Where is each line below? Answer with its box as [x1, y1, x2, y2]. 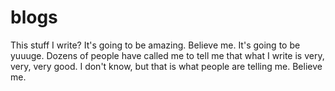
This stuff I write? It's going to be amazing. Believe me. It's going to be [10, 39, 301, 51]
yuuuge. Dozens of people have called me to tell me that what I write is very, [10, 49, 325, 61]
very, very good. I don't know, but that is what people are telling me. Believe [10, 60, 323, 72]
